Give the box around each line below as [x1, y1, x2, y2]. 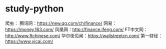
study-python [5, 3, 64, 14]
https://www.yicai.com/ [5, 38, 53, 44]
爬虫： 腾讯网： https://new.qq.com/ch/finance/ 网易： [5, 20, 117, 26]
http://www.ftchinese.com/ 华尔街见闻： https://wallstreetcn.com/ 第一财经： [5, 32, 163, 38]
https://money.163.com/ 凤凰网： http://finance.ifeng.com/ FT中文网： [5, 26, 148, 32]
